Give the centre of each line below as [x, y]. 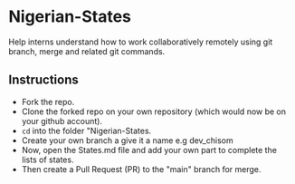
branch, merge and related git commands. [87, 51]
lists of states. [48, 160]
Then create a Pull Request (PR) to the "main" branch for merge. [141, 169]
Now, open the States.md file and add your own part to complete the [149, 150]
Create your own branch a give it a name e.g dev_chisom [127, 140]
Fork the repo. [48, 102]
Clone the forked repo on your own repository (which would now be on [154, 111]
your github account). [62, 121]
